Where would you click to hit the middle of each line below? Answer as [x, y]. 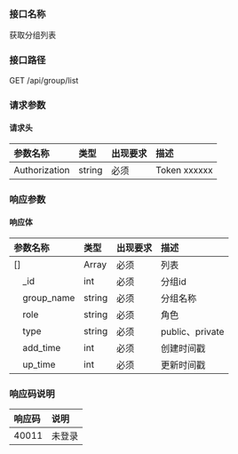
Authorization [42, 170]
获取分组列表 [32, 35]
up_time [39, 364]
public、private [193, 331]
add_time [42, 347]
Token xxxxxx [184, 170]
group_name [49, 298]
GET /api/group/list [44, 80]
